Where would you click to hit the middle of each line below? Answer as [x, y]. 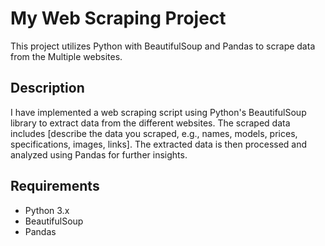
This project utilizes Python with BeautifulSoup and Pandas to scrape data [163, 46]
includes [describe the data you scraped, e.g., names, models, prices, [154, 133]
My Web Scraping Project [118, 18]
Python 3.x [47, 210]
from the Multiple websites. [66, 56]
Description [47, 88]
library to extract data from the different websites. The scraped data [150, 123]
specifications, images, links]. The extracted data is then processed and [159, 144]
